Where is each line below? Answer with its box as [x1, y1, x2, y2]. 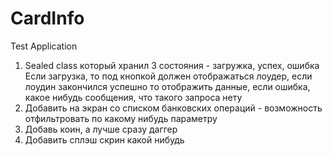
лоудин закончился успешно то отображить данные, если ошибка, [24, 80, 311, 92]
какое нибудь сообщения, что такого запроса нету [24, 91, 243, 103]
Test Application [10, 40, 78, 52]
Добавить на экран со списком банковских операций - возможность [24, 102, 323, 114]
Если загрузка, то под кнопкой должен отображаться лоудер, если [24, 70, 313, 82]
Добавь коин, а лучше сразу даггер [24, 123, 178, 135]
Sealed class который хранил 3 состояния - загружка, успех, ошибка [24, 59, 320, 71]
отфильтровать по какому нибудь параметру [24, 112, 218, 124]
